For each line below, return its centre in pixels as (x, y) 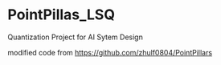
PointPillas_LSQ (61, 15)
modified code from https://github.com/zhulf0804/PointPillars (110, 52)
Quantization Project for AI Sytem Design (76, 37)
